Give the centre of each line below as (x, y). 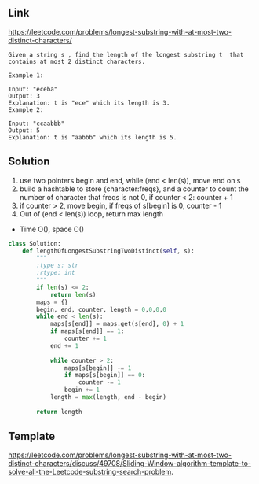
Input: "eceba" (33, 89)
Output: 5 (24, 130)
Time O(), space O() (52, 229)
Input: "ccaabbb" (36, 124)
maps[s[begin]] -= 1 (98, 368)
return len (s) (73, 294)
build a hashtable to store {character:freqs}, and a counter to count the (134, 189)
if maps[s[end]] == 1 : (87, 331)
